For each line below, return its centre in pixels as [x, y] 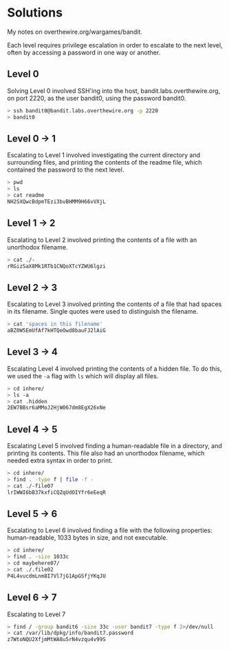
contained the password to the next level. [66, 170]
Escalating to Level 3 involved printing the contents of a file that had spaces [115, 304]
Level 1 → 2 [31, 223]
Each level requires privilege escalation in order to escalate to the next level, [115, 45]
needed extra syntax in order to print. [60, 460]
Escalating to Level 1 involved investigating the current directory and [104, 155]
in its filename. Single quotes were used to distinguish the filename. [103, 312]
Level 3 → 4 [33, 352]
